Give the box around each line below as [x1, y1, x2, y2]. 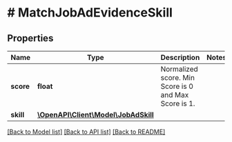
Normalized [160, 64, 198, 74]
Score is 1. [160, 99, 195, 108]
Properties [7, 32, 54, 44]
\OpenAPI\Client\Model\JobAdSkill [37, 110, 154, 119]
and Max [160, 90, 189, 99]
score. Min [160, 73, 195, 82]
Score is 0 [160, 81, 193, 91]
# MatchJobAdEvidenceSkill [7, 5, 173, 21]
